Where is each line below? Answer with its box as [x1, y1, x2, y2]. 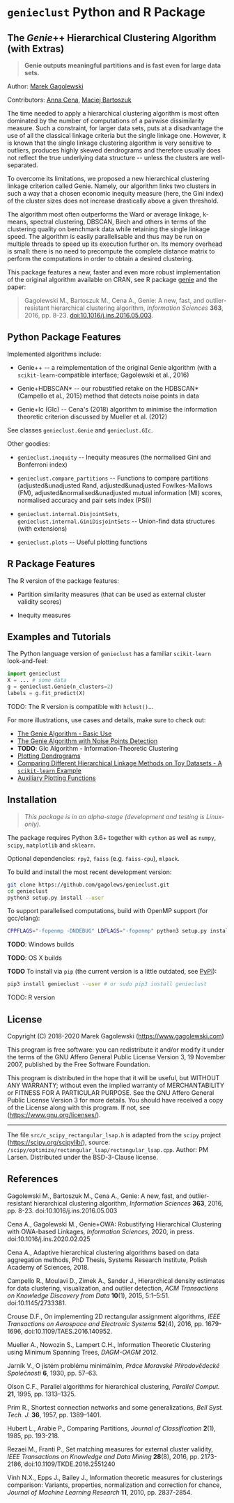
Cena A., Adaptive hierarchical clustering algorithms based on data [7, 1248, 200, 1256]
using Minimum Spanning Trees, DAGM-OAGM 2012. [7, 1348, 158, 1356]
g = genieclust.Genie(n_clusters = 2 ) [7, 683, 114, 690]
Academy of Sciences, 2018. [7, 1263, 89, 1271]
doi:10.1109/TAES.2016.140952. [24, 1327, 113, 1335]
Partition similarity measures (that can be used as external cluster [17, 590, 206, 598]
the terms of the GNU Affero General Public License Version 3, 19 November [7, 1052, 226, 1061]
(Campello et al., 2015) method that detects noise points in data [17, 391, 200, 400]
